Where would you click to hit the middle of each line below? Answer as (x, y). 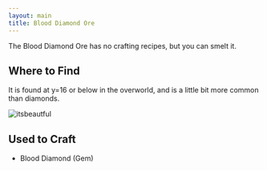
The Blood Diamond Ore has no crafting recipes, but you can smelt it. (122, 45)
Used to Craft (42, 139)
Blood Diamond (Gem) (57, 158)
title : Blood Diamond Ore (51, 23)
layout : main (30, 16)
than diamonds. (34, 99)
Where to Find (44, 71)
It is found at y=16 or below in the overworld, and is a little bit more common (133, 90)
